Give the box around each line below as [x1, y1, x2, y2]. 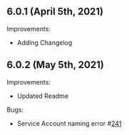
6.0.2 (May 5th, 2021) [6, 59, 104, 71]
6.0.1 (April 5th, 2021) [6, 6, 104, 18]
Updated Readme [16, 92, 69, 100]
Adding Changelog [16, 38, 73, 47]
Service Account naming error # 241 [16, 119, 122, 127]
